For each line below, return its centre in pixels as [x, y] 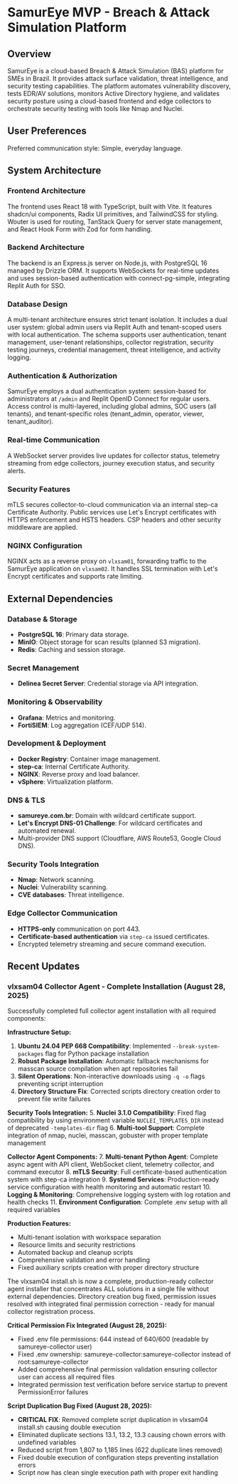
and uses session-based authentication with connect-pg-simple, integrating [119, 278]
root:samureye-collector [53, 1362]
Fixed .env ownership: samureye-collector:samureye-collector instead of [124, 1354]
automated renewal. [47, 831]
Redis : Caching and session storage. [71, 649]
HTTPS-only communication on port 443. [79, 929]
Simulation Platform [67, 27]
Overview [29, 54]
